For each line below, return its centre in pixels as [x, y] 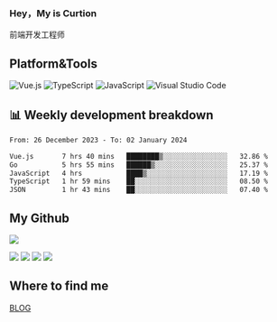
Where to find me [59, 286]
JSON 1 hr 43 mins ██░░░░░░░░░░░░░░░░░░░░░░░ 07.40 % [139, 190]
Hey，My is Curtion [53, 13]
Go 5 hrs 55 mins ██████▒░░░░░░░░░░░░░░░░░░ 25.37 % [139, 165]
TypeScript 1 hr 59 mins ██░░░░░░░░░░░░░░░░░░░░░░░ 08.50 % [139, 181]
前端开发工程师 [37, 35]
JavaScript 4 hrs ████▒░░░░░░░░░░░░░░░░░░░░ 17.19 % [139, 173]
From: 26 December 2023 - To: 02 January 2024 [98, 140]
